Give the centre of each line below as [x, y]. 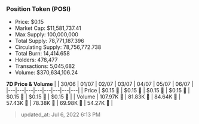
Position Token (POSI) [39, 9]
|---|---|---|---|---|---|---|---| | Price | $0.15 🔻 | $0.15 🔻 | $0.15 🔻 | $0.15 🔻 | [98, 91]
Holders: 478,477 [36, 60]
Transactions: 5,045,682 [45, 66]
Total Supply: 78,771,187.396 [50, 41]
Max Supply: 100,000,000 [47, 35]
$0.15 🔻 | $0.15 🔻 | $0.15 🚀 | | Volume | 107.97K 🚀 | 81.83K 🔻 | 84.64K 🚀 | [94, 97]
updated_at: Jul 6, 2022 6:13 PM [60, 114]
